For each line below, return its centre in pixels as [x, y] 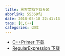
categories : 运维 [22, 28]
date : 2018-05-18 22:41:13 [32, 19]
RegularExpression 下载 [36, 48]
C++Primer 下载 [28, 42]
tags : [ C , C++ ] [20, 23]
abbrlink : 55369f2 [24, 14]
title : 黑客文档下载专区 [27, 9]
